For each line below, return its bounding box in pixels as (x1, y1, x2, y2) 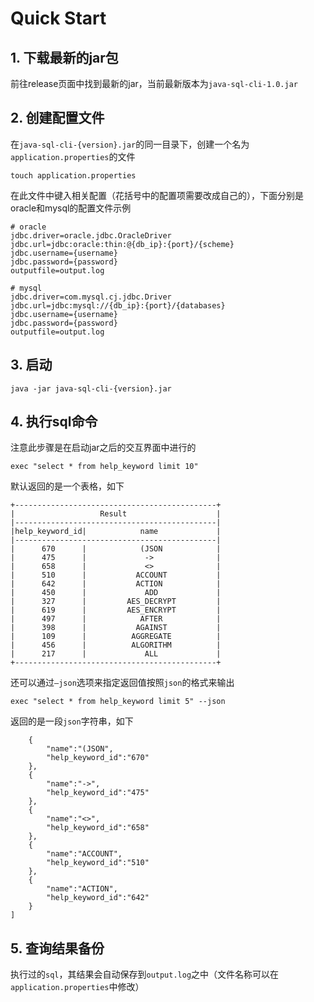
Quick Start (10, 7, 107, 30)
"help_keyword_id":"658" (46, 823, 150, 833)
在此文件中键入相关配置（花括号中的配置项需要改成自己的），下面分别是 (10, 189, 304, 201)
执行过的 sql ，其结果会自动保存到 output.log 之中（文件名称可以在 (10, 968, 280, 981)
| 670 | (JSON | (10, 544, 222, 554)
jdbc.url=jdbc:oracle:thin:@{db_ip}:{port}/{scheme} (10, 239, 235, 249)
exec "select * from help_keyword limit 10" (10, 462, 199, 472)
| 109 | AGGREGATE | (10, 632, 222, 642)
